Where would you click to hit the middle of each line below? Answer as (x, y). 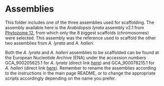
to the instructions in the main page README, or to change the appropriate (80, 73)
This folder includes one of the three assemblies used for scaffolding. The (80, 22)
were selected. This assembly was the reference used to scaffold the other (81, 38)
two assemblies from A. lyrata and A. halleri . (50, 43)
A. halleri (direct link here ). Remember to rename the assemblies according (81, 68)
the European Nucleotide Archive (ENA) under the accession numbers (76, 57)
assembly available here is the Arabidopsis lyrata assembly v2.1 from (75, 27)
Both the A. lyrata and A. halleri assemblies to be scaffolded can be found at (82, 52)
